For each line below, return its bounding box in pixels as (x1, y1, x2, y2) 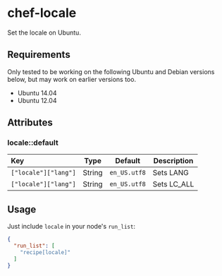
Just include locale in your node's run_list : (7, 222, 136, 231)
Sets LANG (152, 168, 189, 178)
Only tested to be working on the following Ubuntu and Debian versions (7, 67, 215, 76)
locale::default (7, 138, 58, 148)
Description (153, 156, 194, 166)
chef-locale (7, 5, 77, 21)
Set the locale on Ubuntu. (7, 28, 81, 37)
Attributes (7, 116, 53, 128)
